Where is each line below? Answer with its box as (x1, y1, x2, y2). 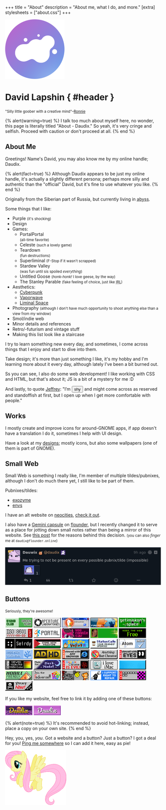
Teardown (19, 247, 41, 253)
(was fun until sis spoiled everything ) (19, 269, 83, 274)
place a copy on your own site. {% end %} (5, 726, 91, 732)
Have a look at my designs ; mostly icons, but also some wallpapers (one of (5, 440, 158, 446)
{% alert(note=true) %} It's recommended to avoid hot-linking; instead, (5, 720, 150, 726)
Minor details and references (12, 321, 71, 327)
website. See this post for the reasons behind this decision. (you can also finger (5, 532, 161, 538)
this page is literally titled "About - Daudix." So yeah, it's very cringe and (5, 123, 152, 129)
